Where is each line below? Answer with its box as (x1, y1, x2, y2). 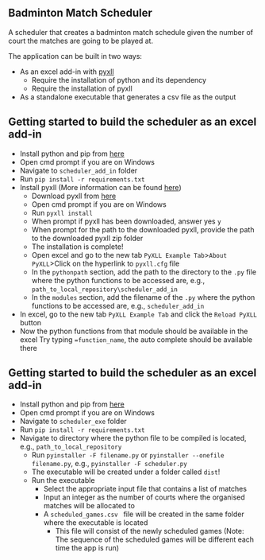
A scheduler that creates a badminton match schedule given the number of (8, 27, 254, 37)
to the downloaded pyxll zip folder (31, 233, 144, 243)
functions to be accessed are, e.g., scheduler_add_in (31, 301, 205, 310)
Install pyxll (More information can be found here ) (19, 182, 182, 192)
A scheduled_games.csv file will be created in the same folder (43, 509, 244, 519)
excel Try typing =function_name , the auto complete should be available (19, 334, 252, 344)
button (19, 317, 42, 327)
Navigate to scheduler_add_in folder (19, 165, 138, 175)
